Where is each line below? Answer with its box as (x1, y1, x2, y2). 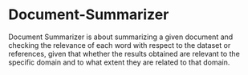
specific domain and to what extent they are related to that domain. (8, 57, 230, 67)
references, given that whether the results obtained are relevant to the (8, 49, 241, 58)
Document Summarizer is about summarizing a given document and (8, 32, 234, 41)
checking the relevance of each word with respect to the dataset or (8, 40, 231, 49)
